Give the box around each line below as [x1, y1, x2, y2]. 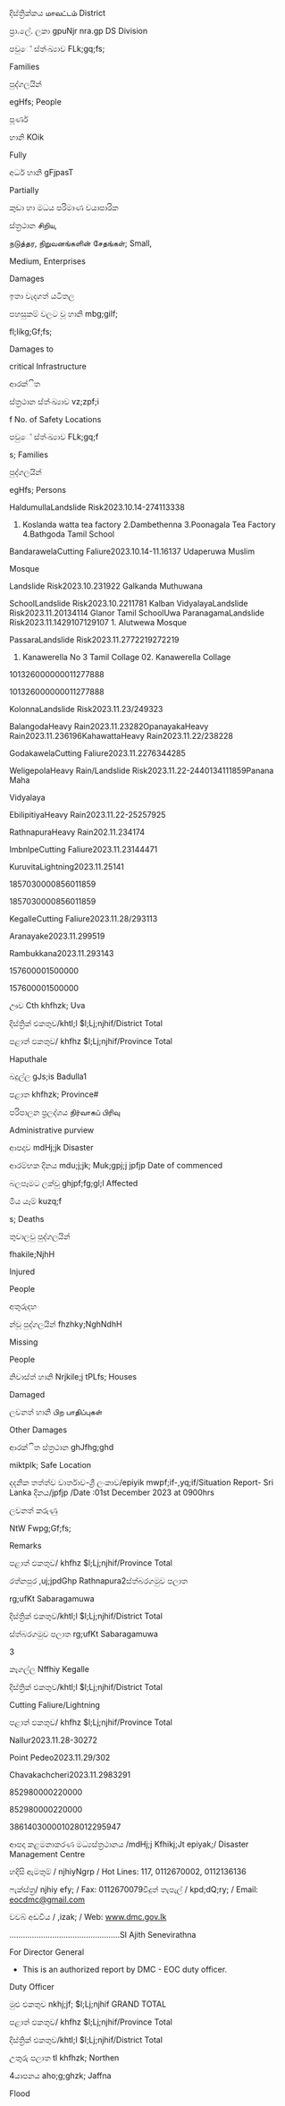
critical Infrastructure [9, 361, 88, 371]
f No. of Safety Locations [9, 414, 102, 424]
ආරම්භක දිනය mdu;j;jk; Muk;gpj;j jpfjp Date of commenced [9, 1160, 223, 1170]
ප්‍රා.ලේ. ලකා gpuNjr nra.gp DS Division [9, 26, 148, 36]
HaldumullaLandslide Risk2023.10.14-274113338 [9, 502, 185, 513]
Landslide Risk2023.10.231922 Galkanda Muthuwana [9, 581, 204, 591]
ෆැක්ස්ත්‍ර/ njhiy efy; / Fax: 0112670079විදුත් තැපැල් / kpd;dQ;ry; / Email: [9, 1884, 259, 1895]
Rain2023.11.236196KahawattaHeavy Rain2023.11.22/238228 [9, 731, 234, 741]
